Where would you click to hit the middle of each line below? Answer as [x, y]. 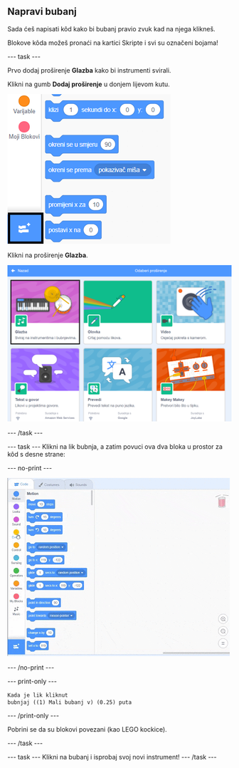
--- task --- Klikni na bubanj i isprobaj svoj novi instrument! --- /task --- [112, 757]
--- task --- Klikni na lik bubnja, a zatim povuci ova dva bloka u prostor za [115, 446]
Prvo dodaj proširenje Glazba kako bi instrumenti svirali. [89, 70]
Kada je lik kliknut [38, 695]
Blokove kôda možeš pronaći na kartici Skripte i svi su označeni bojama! [113, 43]
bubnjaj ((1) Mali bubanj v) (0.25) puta [70, 702]
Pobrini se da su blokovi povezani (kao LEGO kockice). [87, 729]
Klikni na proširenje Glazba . [48, 255]
